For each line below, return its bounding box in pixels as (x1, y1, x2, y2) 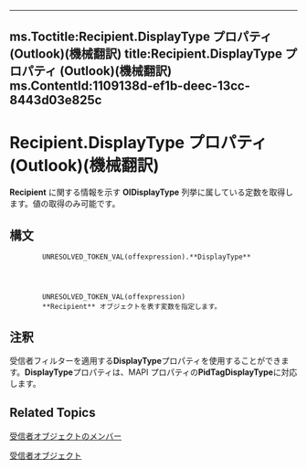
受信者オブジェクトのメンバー (9, 431, 122, 442)
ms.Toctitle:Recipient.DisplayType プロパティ (9, 29, 272, 45)
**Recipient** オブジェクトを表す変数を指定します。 (42, 303, 222, 312)
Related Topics (9, 405, 96, 421)
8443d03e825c (9, 92, 102, 108)
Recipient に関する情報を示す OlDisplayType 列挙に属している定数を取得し (9, 187, 294, 197)
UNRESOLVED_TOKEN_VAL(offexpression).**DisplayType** (42, 252, 251, 261)
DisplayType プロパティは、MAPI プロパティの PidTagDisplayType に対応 (24, 367, 298, 378)
